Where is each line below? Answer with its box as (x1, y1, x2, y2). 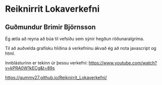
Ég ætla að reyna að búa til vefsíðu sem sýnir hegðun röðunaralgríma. (5, 36, 144, 42)
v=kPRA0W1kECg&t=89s (5, 65, 55, 71)
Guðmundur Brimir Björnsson (5, 23, 96, 31)
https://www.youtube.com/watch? (88, 60, 157, 65)
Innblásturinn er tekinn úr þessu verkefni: (5, 60, 88, 65)
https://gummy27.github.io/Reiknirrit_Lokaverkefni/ (5, 75, 107, 80)
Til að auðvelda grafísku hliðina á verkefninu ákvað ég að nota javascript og (5, 45, 157, 51)
